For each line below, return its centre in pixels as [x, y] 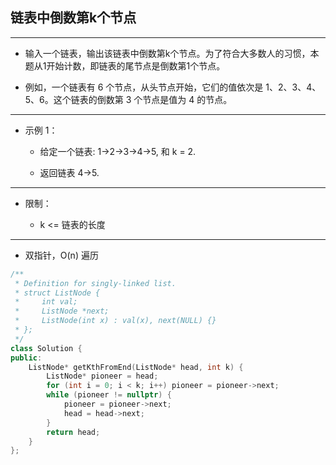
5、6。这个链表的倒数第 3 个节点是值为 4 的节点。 [128, 99]
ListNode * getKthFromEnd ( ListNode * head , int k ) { [136, 367]
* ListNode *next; [62, 311]
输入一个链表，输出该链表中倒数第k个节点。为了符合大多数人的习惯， [167, 53]
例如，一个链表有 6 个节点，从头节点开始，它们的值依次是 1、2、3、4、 [173, 87]
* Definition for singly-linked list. [95, 283]
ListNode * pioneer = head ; [102, 376]
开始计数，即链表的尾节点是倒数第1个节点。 [136, 65]
